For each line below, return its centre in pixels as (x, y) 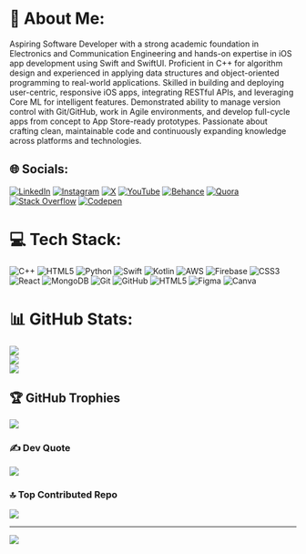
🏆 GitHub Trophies (65, 399)
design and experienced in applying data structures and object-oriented (144, 73)
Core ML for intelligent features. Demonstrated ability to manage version (145, 102)
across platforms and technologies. (76, 140)
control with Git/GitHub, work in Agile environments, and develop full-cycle (150, 111)
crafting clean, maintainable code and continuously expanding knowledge (148, 130)
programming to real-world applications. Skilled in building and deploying (147, 82)
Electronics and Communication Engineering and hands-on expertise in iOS (151, 53)
